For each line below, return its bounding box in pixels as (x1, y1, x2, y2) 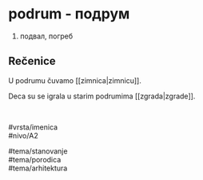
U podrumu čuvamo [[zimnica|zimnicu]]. (8, 75, 141, 85)
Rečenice (8, 54, 56, 68)
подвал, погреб (19, 31, 74, 41)
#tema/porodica (8, 154, 62, 164)
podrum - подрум (8, 5, 130, 23)
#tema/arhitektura (8, 163, 68, 173)
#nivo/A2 (8, 130, 38, 140)
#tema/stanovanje (8, 146, 68, 156)
